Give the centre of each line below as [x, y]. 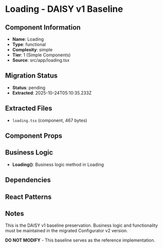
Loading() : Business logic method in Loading [58, 165]
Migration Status [31, 76]
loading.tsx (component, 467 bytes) [50, 120]
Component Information [43, 27]
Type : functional [29, 44]
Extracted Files [29, 108]
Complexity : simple [32, 50]
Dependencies [28, 180]
